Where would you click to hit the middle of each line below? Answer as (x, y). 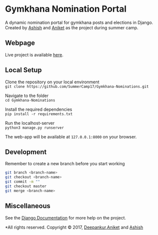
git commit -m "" (23, 182)
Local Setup (24, 70)
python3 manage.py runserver (35, 128)
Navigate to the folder (27, 96)
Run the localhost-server (30, 123)
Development (26, 152)
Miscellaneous (28, 206)
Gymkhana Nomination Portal (66, 9)
